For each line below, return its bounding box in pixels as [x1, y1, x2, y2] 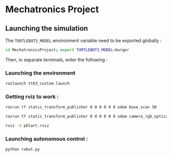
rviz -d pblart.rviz [5, 123, 50, 128]
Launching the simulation [5, 24, 88, 33]
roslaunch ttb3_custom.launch [5, 81, 70, 86]
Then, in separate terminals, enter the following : [5, 56, 107, 62]
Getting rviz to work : [5, 93, 59, 100]
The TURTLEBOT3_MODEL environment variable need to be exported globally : [5, 37, 162, 43]
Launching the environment [5, 69, 76, 76]
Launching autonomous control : [5, 135, 88, 142]
